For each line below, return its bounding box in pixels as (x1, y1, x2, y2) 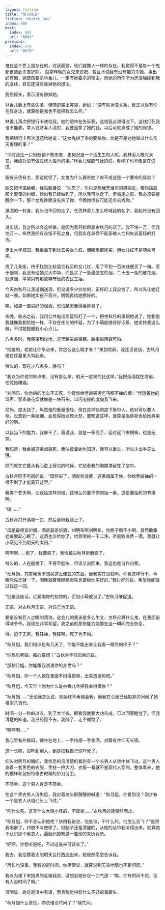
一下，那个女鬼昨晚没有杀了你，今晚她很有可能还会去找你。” (13, 197, 134, 203)
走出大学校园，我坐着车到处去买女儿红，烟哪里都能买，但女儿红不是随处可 (5, 247, 156, 253)
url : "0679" (9, 48, 34, 53)
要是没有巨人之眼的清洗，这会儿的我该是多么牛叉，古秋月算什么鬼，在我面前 (5, 614, 160, 620)
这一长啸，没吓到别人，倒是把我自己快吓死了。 (5, 748, 100, 754)
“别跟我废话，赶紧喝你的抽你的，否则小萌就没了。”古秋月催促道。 (5, 593, 136, 599)
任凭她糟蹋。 (5, 380, 31, 385)
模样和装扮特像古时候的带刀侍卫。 (9, 770, 79, 776)
